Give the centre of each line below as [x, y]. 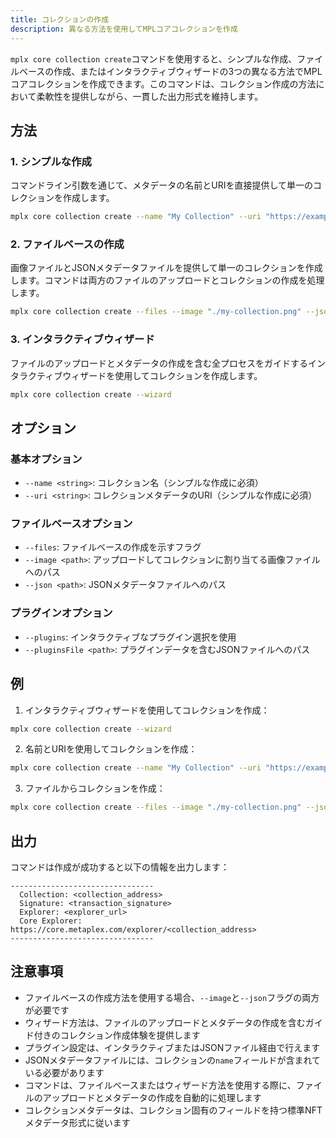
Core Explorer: [51, 921]
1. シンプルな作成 [51, 161]
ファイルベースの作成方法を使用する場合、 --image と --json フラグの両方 [172, 997]
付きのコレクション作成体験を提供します [117, 1035]
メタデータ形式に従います [77, 1122]
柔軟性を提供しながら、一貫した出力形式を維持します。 [150, 96]
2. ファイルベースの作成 [67, 244]
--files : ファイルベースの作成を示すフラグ [113, 547]
